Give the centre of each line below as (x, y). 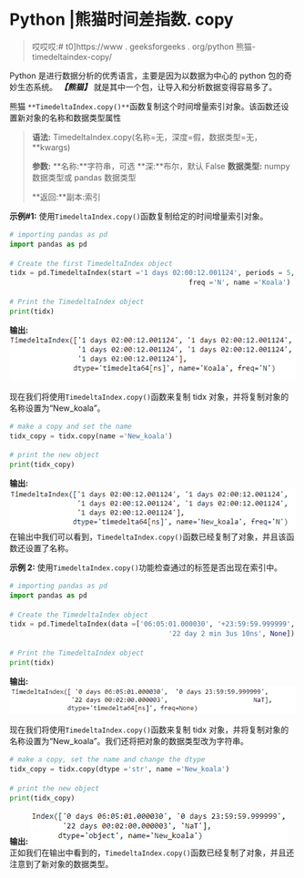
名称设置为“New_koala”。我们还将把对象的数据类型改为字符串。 (129, 741)
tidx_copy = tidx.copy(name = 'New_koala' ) (91, 436)
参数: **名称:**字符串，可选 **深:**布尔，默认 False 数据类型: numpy (161, 166)
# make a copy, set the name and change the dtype (107, 760)
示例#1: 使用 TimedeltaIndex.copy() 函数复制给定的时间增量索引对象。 (139, 216)
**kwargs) (51, 147)
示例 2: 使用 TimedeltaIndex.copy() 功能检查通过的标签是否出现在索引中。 (146, 567)
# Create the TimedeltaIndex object (79, 615)
